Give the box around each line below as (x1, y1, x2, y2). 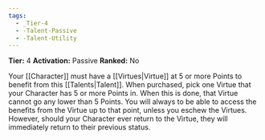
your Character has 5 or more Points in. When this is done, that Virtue (8, 89, 238, 98)
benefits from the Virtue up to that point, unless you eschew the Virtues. (8, 106, 247, 115)
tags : (8, 11, 26, 20)
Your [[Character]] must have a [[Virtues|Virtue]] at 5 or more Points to (8, 71, 243, 81)
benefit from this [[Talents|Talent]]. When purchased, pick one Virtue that (8, 80, 251, 90)
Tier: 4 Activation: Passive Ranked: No (8, 56, 140, 66)
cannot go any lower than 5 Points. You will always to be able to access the (8, 97, 257, 106)
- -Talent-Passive (15, 26, 78, 34)
